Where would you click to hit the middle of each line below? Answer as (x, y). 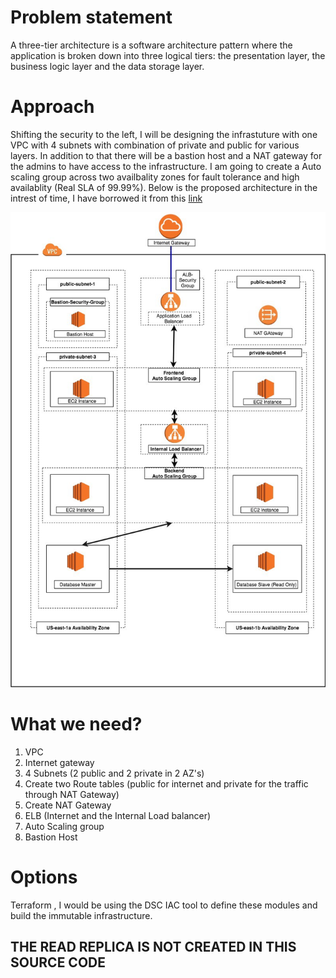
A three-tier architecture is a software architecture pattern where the (151, 45)
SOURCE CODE (58, 962)
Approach (52, 107)
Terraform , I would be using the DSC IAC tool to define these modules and (164, 905)
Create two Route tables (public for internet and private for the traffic (166, 783)
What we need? (76, 724)
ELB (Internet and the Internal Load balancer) (118, 815)
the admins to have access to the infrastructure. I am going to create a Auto (166, 166)
